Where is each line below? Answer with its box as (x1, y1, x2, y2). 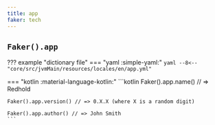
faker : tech (7, 16, 41, 23)
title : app (7, 10, 38, 17)
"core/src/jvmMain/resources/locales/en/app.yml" (7, 66, 152, 73)
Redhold (7, 85, 31, 93)
